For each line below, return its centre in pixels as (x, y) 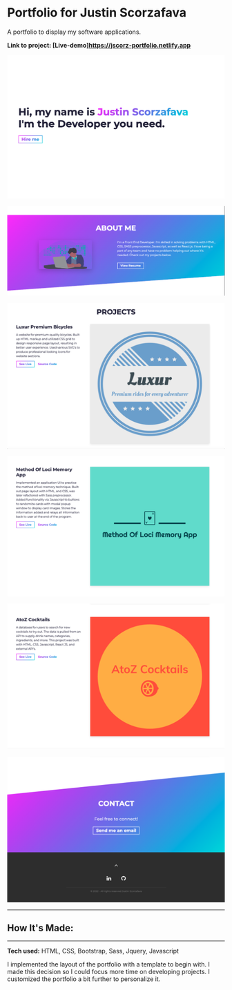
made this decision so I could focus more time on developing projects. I (109, 972)
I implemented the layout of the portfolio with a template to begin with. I (109, 964)
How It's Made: (40, 928)
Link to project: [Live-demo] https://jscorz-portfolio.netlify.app (99, 45)
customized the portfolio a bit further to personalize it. (84, 979)
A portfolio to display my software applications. (74, 32)
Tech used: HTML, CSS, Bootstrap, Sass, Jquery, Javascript (93, 951)
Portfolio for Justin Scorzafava (97, 13)
